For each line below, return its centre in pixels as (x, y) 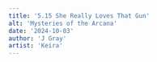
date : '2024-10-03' (41, 31)
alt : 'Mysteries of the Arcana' (63, 23)
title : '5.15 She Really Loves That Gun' (79, 16)
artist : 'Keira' (36, 46)
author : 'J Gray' (38, 38)
